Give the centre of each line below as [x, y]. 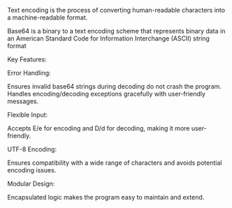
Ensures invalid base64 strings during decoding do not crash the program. [115, 86]
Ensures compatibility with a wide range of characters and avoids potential [115, 163]
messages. [23, 101]
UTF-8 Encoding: [32, 149]
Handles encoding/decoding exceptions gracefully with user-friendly [107, 94]
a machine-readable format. [48, 17]
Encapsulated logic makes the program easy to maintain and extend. [106, 197]
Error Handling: [29, 73]
